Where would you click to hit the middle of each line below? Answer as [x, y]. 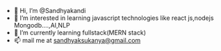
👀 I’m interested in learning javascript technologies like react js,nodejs [114, 18]
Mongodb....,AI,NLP [42, 25]
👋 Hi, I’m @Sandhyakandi [50, 11]
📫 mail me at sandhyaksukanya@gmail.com [77, 40]
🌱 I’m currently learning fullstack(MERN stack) [80, 32]
